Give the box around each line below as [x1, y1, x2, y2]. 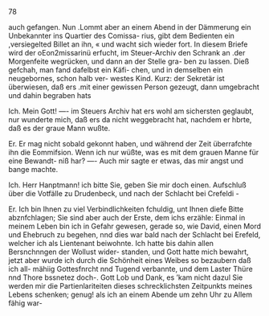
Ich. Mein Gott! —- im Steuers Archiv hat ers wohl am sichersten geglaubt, [8, 106, 255, 116]
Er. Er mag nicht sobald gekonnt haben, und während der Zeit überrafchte [8, 139, 253, 148]
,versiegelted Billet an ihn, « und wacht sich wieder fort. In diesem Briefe [8, 39, 248, 49]
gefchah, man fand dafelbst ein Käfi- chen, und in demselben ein [8, 65, 223, 75]
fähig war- [8, 298, 43, 308]
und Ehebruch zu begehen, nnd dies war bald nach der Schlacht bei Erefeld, [8, 230, 261, 240]
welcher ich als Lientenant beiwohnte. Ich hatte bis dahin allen [8, 239, 214, 248]
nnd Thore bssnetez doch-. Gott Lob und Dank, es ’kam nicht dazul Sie [8, 273, 243, 282]
